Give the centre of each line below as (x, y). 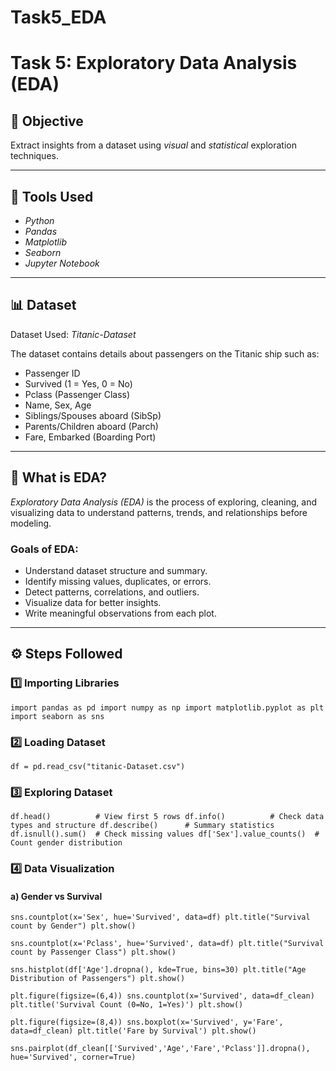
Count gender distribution (66, 843)
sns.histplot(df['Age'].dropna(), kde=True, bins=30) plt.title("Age (158, 970)
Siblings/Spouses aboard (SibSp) (93, 415)
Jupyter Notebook (62, 263)
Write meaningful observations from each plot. (120, 613)
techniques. (34, 156)
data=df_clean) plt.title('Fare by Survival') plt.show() (133, 1031)
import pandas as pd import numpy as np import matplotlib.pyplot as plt (167, 707)
